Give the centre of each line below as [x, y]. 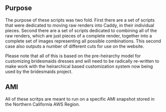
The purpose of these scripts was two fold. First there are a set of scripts [80, 20]
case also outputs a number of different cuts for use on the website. [75, 46]
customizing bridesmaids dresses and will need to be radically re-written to [82, 61]
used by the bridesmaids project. [39, 72]
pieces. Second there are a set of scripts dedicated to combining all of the [81, 30]
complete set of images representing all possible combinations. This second [83, 41]
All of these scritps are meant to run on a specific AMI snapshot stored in [80, 99]
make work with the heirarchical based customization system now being [79, 66]
